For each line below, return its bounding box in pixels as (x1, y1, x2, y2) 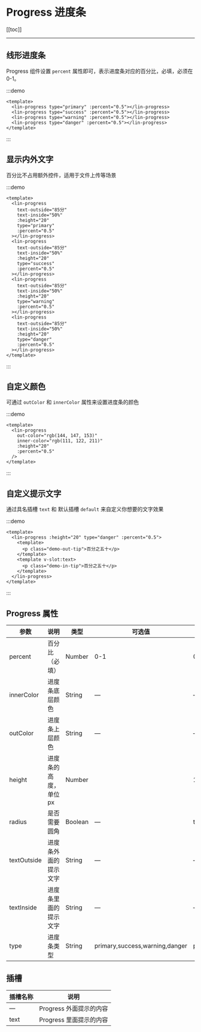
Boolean (65, 818, 89, 826)
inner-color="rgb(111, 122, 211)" (17, 438, 103, 444)
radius (9, 818, 27, 826)
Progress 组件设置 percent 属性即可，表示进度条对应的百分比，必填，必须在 (6, 67, 193, 75)
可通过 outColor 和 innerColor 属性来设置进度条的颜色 (6, 398, 139, 406)
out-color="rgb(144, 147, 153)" (17, 433, 98, 439)
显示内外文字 (6, 154, 54, 165)
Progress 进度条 (6, 5, 87, 19)
